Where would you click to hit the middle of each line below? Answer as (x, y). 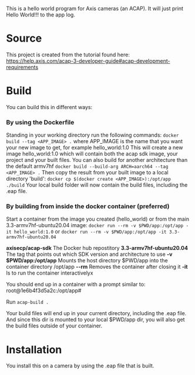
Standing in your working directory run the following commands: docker (93, 135)
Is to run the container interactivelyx (50, 273)
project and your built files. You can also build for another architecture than (97, 160)
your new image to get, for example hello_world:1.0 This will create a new (95, 148)
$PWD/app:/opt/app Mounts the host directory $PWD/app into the (87, 261)
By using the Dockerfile (40, 122)
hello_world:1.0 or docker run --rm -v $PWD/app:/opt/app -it (90, 232)
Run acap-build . (27, 302)
